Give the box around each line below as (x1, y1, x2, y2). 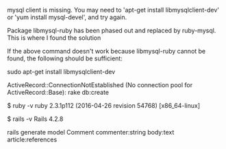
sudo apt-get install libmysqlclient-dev (7, 68, 116, 76)
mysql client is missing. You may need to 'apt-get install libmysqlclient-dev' (7, 6, 220, 14)
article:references (7, 135, 58, 144)
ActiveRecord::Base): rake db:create (7, 89, 110, 96)
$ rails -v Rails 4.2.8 (7, 115, 64, 123)
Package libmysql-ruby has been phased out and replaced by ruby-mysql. (7, 27, 216, 34)
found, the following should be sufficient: (7, 54, 123, 62)
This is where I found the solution (7, 34, 101, 42)
